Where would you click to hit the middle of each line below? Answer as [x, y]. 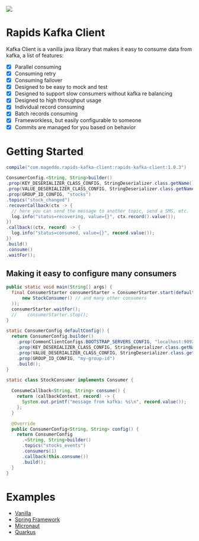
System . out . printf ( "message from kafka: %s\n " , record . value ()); [104, 402]
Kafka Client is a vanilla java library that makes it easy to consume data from [99, 49]
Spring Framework [37, 520]
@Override [23, 424]
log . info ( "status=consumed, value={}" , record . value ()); [83, 233]
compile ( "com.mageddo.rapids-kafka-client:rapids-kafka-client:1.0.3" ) [96, 167]
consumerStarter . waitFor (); [46, 309]
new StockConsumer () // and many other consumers [84, 298]
